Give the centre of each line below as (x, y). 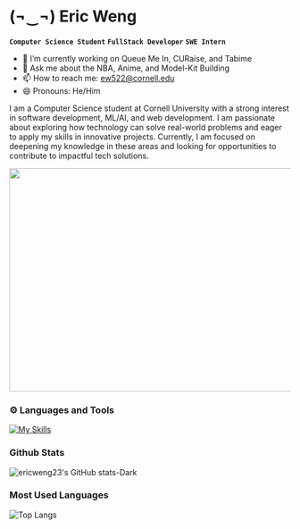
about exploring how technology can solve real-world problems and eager (146, 127)
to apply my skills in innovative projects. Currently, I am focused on (133, 137)
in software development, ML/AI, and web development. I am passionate (142, 117)
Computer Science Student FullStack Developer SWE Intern (117, 42)
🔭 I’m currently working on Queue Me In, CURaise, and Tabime (137, 58)
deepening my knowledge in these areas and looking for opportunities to (143, 146)
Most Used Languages (59, 495)
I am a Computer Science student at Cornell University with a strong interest (150, 108)
